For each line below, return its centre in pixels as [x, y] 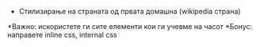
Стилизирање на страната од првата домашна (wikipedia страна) [130, 11]
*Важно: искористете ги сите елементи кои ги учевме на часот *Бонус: [130, 26]
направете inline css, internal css [62, 35]
